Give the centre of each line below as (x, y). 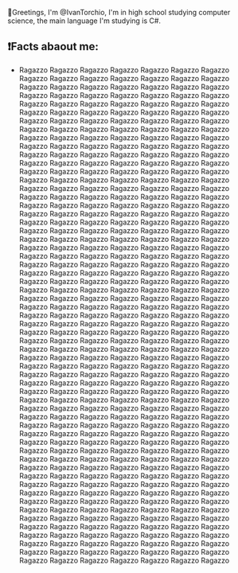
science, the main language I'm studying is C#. (84, 21)
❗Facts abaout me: (53, 47)
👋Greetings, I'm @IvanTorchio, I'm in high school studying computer (119, 12)
